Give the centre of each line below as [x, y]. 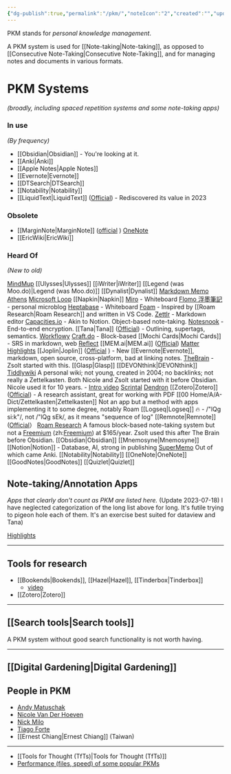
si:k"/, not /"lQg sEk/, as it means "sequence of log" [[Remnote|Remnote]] [112, 417]
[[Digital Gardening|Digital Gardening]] [92, 667]
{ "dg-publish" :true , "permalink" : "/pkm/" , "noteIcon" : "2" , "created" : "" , [110, 13]
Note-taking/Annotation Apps [73, 484]
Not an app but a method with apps [148, 402]
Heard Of [23, 256]
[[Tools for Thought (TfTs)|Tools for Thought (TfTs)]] [92, 756]
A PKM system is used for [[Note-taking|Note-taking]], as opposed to [106, 46]
